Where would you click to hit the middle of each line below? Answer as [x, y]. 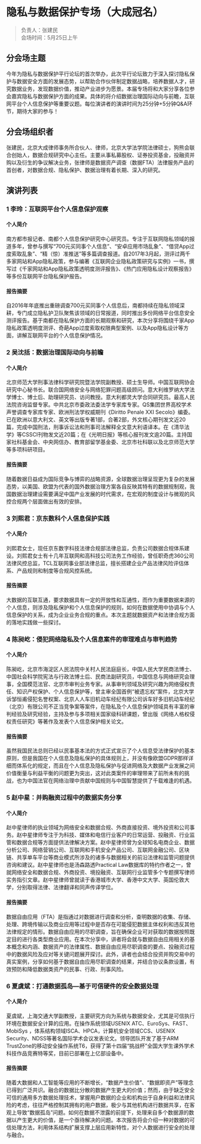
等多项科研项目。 [27, 450]
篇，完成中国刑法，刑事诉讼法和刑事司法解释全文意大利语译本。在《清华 [95, 427]
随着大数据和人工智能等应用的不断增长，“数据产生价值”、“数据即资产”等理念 [100, 1082]
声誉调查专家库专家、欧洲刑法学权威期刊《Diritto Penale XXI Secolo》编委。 [100, 412]
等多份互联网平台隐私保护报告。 [45, 277]
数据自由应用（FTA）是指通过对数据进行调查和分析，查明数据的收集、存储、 [100, 917]
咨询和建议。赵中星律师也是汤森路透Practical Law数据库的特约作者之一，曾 [99, 865]
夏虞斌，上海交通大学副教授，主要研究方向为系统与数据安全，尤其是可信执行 [100, 1016]
